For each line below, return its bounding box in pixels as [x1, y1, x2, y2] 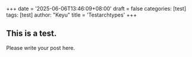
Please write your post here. [6, 44, 75, 51]
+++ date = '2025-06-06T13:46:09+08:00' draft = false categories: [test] [6, 5, 187, 12]
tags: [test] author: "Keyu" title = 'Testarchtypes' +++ [6, 11, 137, 18]
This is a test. [6, 28, 57, 39]
